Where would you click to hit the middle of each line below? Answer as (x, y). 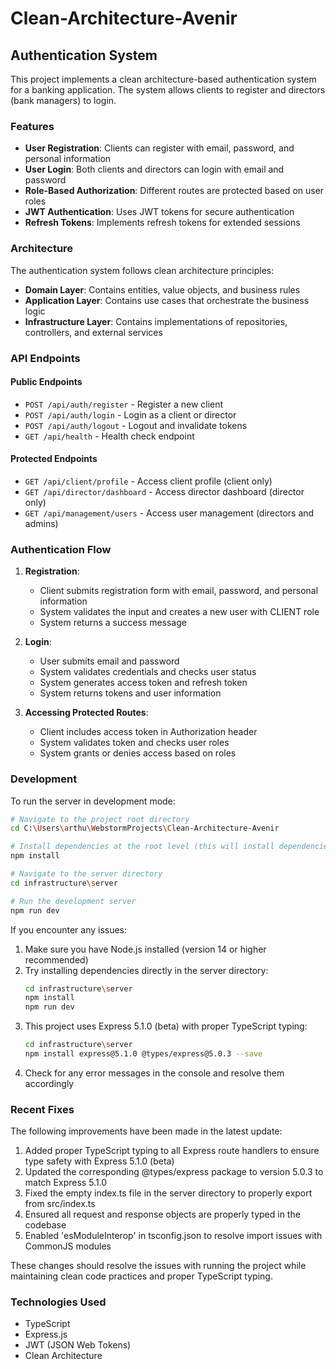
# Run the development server (73, 901)
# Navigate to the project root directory (100, 819)
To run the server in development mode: (93, 801)
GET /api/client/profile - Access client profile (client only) (148, 481)
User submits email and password (109, 661)
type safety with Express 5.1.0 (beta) (99, 1161)
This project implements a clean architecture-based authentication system (163, 79)
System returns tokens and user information (130, 693)
